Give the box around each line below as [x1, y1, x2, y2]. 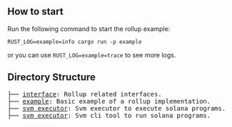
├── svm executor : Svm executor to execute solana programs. [7, 104, 226, 112]
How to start [7, 6, 64, 18]
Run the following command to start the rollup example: [7, 24, 171, 33]
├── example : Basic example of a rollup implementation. [7, 97, 211, 105]
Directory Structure [7, 71, 96, 84]
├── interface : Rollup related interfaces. [7, 90, 162, 98]
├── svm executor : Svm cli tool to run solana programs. [7, 111, 211, 119]
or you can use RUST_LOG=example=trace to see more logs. [7, 50, 176, 59]
